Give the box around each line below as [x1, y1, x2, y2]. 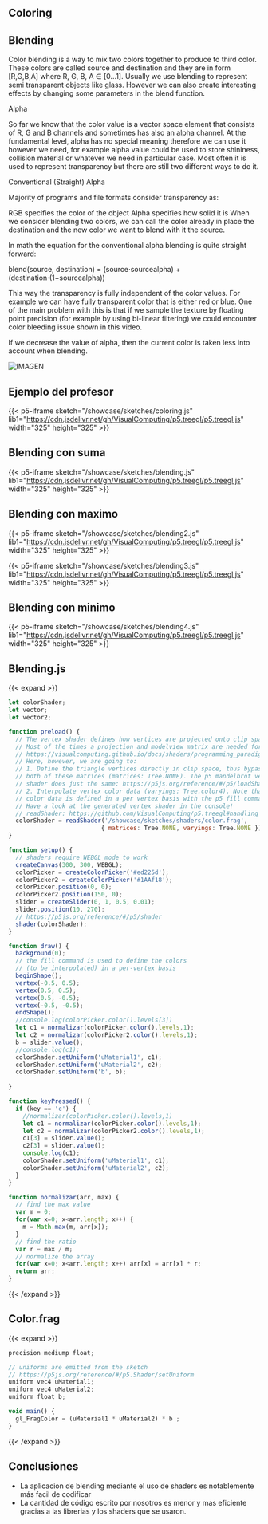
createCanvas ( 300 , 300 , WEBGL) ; [15, 860, 124, 868]
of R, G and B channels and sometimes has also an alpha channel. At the [8, 128, 246, 138]
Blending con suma [8, 446, 106, 459]
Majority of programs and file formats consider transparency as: [8, 193, 219, 203]
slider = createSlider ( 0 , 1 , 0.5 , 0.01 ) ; [15, 898, 156, 906]
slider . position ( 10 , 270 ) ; [15, 905, 105, 914]
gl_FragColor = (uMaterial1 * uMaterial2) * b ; [15, 1415, 180, 1423]
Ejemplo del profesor [8, 384, 114, 398]
